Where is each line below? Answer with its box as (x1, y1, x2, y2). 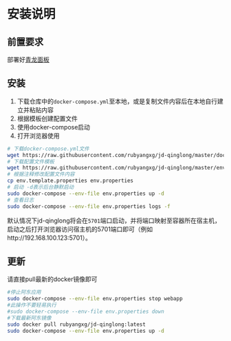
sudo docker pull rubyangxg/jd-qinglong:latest (7, 321, 146, 328)
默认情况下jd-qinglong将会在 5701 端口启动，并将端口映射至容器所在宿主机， (7, 216, 221, 225)
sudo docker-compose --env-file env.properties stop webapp (7, 296, 184, 302)
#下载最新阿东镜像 (7, 314, 52, 321)
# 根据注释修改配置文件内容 (7, 171, 76, 178)
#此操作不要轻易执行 (7, 302, 57, 309)
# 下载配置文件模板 (7, 158, 55, 165)
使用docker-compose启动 (16, 123, 91, 131)
